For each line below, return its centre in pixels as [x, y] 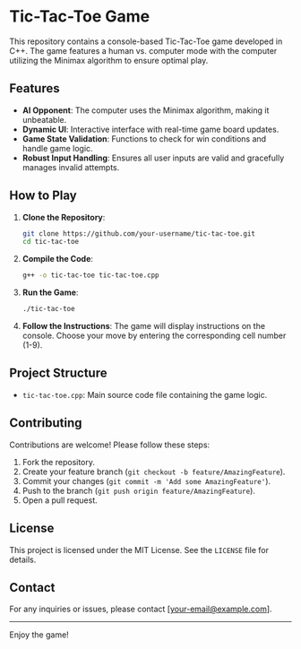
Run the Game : [50, 292]
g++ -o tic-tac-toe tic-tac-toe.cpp [90, 275]
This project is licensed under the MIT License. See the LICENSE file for [139, 549]
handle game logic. [57, 148]
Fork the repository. [59, 462]
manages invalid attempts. [71, 167]
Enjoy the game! [39, 635]
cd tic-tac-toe [51, 242]
